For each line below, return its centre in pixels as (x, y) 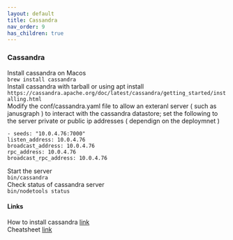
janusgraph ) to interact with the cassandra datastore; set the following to (113, 113)
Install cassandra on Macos (47, 73)
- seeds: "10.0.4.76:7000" (46, 133)
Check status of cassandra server (56, 184)
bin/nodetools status (39, 191)
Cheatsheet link (30, 229)
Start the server (30, 171)
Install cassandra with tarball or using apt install (76, 86)
